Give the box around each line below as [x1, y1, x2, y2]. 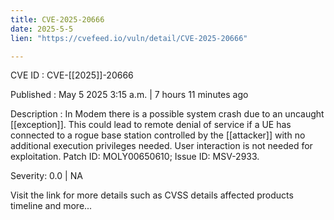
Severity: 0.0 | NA [10, 170, 83, 182]
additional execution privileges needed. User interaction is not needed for [10, 140, 313, 152]
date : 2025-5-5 [10, 24, 74, 34]
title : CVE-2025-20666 [10, 14, 105, 25]
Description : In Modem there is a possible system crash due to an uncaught [10, 108, 325, 120]
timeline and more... [10, 200, 93, 212]
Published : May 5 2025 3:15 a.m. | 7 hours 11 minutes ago [10, 89, 249, 101]
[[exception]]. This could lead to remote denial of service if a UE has [10, 119, 292, 131]
